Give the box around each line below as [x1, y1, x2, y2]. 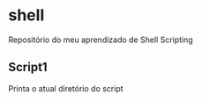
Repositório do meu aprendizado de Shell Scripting [8, 34, 193, 45]
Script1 [8, 60, 48, 75]
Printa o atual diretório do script [8, 83, 124, 93]
